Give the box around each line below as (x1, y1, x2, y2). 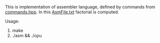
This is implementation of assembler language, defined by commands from (5, 4, 156, 10)
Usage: (5, 19, 19, 24)
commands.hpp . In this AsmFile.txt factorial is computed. (5, 9, 119, 15)
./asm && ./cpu (12, 33, 42, 38)
